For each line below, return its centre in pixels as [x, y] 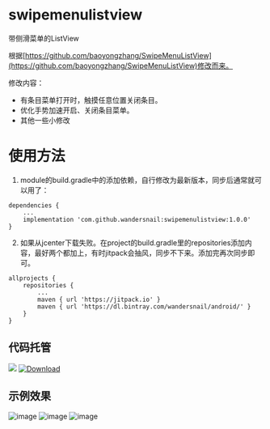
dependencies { [34, 205]
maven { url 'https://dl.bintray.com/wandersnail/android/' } [144, 306]
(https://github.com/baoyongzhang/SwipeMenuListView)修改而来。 [120, 66]
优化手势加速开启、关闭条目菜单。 [77, 110]
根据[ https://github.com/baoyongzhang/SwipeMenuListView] [110, 55]
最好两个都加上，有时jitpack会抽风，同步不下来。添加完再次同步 [141, 253]
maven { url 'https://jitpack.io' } [99, 299]
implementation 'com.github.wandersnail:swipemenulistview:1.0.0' [137, 219]
